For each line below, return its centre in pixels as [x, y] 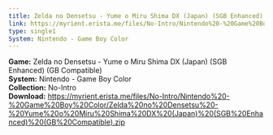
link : [17, 24]
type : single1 [32, 31]
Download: [27, 96]
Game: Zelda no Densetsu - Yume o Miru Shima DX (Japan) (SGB [118, 62]
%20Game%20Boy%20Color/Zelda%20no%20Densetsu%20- [113, 105]
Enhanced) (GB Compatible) [56, 71]
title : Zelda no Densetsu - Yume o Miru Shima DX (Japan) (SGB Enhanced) [136, 16]
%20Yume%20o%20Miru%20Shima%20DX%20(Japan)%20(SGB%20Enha [136, 114]
